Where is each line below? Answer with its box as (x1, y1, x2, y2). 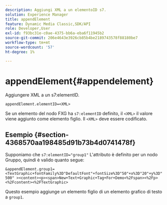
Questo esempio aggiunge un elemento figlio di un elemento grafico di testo (5, 189, 162, 195)
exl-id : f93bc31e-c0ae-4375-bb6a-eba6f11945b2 (5, 31, 104, 36)
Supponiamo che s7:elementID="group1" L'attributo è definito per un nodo (5, 152, 158, 158)
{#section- (34, 130, 69, 139)
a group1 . (5, 194, 24, 200)
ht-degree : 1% (5, 49, 35, 54)
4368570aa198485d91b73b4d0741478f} (5, 138, 136, 147)
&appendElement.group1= (5, 167, 55, 172)
